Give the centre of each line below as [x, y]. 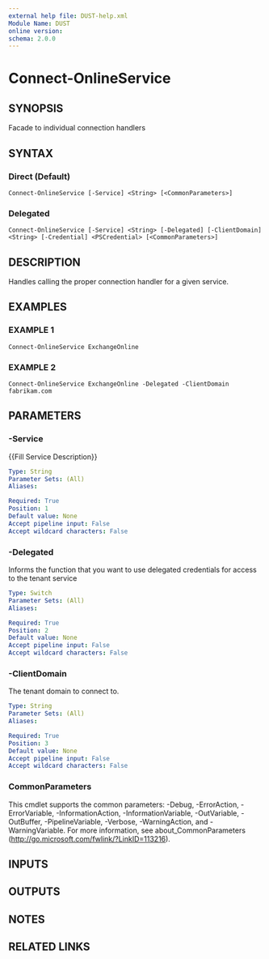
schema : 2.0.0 [32, 38]
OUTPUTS [34, 892]
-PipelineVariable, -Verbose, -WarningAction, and [126, 821]
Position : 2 [28, 630]
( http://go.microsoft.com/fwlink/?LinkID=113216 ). [90, 838]
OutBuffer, [25, 821]
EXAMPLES [38, 307]
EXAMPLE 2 [32, 367]
